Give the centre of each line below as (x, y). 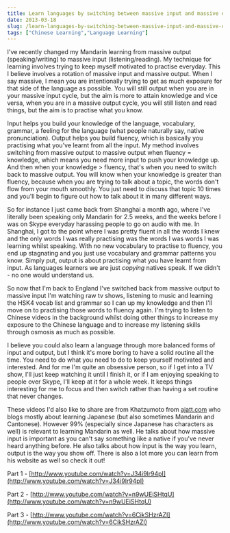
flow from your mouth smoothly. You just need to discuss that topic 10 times (114, 189)
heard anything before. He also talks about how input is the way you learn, (112, 446)
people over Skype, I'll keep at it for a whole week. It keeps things (100, 382)
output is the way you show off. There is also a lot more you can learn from (113, 454)
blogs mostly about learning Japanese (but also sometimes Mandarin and (111, 417)
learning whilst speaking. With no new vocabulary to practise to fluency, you (115, 246)
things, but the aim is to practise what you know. (75, 110)
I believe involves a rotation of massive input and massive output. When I (110, 74)
